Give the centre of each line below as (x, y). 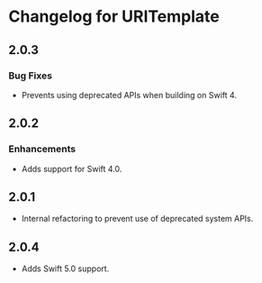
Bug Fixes (31, 76)
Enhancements (42, 149)
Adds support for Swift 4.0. (72, 169)
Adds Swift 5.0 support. (65, 269)
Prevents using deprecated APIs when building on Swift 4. (129, 95)
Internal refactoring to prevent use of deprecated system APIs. (137, 219)
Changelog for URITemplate (114, 17)
